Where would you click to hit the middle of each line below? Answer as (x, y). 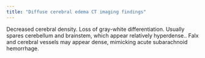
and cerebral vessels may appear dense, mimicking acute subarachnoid (97, 42)
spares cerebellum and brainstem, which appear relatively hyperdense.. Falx (102, 35)
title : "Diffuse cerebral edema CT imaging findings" (76, 12)
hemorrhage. (23, 48)
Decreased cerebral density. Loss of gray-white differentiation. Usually (95, 29)
